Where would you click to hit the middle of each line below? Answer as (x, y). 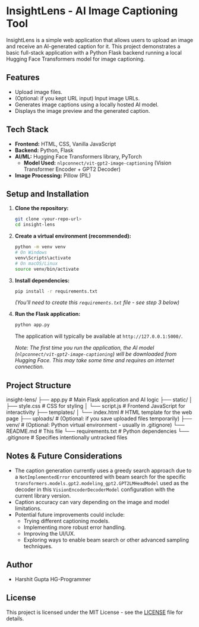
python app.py (32, 325)
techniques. (38, 546)
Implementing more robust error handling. (75, 527)
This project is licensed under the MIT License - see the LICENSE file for (94, 612)
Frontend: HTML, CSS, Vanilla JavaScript (65, 144)
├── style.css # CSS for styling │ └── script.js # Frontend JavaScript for (96, 406)
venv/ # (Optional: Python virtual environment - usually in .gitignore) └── (96, 425)
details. (15, 618)
